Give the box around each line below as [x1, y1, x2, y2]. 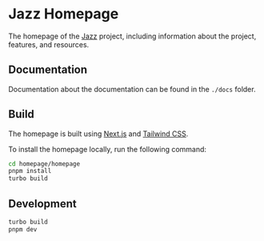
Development [8, 197, 78, 211]
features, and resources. [8, 39, 90, 49]
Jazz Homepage [8, 5, 119, 23]
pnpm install [8, 167, 52, 175]
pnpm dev [8, 225, 38, 233]
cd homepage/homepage [8, 159, 81, 168]
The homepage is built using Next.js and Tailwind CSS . [8, 129, 189, 139]
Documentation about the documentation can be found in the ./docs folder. [8, 84, 256, 94]
